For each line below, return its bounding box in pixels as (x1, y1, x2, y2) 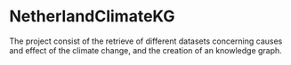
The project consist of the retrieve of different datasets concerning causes (9, 36, 283, 46)
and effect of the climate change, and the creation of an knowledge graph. (9, 45, 282, 55)
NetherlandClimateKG (9, 6, 175, 27)
